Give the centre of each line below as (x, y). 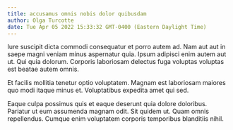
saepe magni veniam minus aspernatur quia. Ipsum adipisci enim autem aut (117, 54)
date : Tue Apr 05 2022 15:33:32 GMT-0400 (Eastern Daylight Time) (107, 27)
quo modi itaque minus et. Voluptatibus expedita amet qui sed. (98, 90)
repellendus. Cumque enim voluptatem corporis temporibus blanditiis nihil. (115, 119)
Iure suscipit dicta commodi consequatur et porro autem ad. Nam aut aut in (116, 47)
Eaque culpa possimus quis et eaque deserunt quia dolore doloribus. (107, 104)
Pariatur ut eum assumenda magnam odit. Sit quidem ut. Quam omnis (108, 111)
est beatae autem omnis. (43, 69)
